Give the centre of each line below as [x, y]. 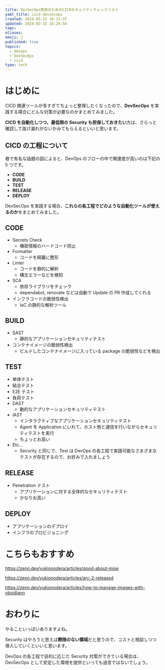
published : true [22, 42]
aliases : [14, 33]
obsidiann [15, 593]
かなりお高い [33, 498]
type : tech [16, 65]
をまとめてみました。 [40, 212]
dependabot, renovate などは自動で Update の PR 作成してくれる [85, 292]
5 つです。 [16, 164]
